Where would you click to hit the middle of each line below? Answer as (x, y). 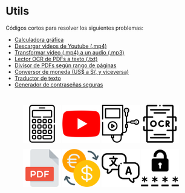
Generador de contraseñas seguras (59, 84)
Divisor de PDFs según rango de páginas (65, 65)
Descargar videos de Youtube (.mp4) (60, 46)
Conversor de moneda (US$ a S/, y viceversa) (72, 71)
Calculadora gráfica (39, 39)
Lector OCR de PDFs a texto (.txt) (56, 59)
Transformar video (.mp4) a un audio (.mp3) (69, 52)
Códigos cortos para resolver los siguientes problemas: (75, 28)
